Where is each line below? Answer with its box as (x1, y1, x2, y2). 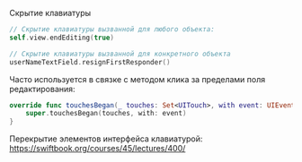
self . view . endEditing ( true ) (9, 33, 115, 42)
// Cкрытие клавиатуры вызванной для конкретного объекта (9, 49, 231, 58)
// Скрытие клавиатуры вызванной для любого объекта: (9, 25, 216, 34)
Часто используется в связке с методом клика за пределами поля (9, 73, 266, 84)
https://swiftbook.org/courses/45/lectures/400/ (9, 143, 186, 154)
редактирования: (9, 83, 75, 94)
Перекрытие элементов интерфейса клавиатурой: (9, 133, 203, 144)
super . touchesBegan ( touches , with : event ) (25, 109, 187, 118)
